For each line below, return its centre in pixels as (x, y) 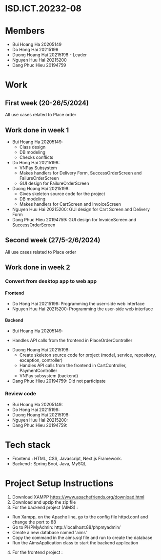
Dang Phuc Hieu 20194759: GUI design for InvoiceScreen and (74, 219)
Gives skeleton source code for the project (62, 194)
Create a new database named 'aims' (50, 532)
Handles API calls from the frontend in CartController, (73, 366)
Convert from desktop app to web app (51, 281)
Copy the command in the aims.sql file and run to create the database (82, 538)
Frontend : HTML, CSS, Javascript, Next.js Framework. (67, 458)
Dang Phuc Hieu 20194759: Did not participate (59, 381)
